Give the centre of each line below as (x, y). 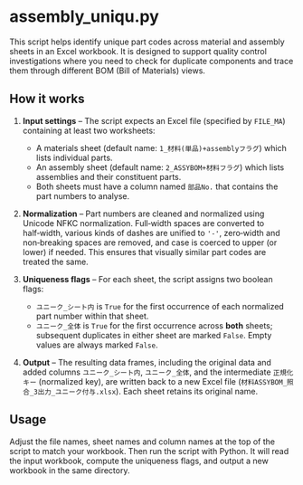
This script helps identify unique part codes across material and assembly (147, 42)
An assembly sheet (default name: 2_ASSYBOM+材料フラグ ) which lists (160, 167)
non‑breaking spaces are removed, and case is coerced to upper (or (150, 242)
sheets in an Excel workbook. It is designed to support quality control (138, 51)
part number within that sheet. (92, 316)
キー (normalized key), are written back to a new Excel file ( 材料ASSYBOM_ (155, 381)
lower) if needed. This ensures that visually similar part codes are (144, 252)
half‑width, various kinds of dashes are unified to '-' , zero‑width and (151, 233)
